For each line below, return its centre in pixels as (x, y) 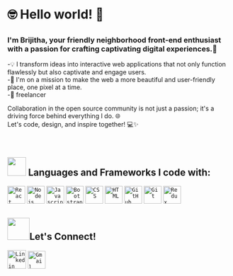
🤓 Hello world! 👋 (56, 15)
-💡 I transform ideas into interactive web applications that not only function (117, 64)
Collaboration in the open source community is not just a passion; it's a (111, 108)
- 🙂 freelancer (27, 94)
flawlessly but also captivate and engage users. (77, 72)
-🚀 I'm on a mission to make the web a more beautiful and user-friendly (112, 79)
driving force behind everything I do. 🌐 (64, 115)
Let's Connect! (63, 237)
